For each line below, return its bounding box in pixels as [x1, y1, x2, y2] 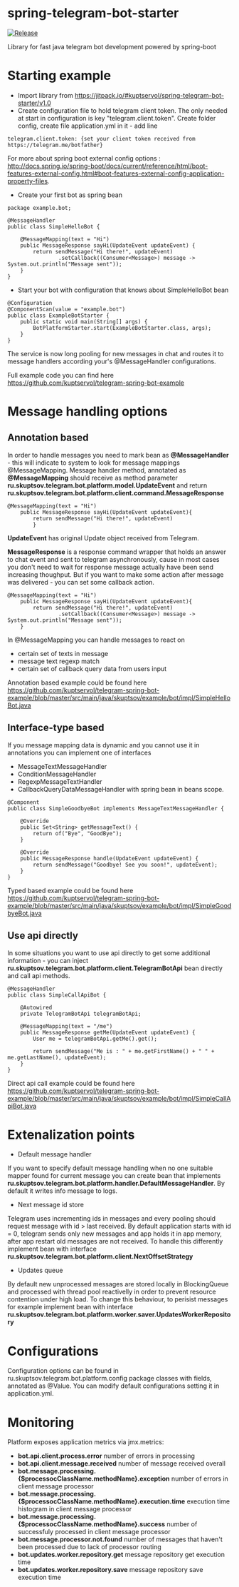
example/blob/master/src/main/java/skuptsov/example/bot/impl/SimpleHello [7, 693, 231, 702]
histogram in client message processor [17, 1505, 132, 1513]
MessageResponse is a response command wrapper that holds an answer [7, 548, 226, 556]
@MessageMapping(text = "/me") [20, 1022, 113, 1029]
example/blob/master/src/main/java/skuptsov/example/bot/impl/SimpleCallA [7, 1094, 231, 1102]
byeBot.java [7, 909, 42, 917]
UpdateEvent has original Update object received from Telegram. [7, 533, 199, 542]
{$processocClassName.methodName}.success [17, 1520, 166, 1528]
